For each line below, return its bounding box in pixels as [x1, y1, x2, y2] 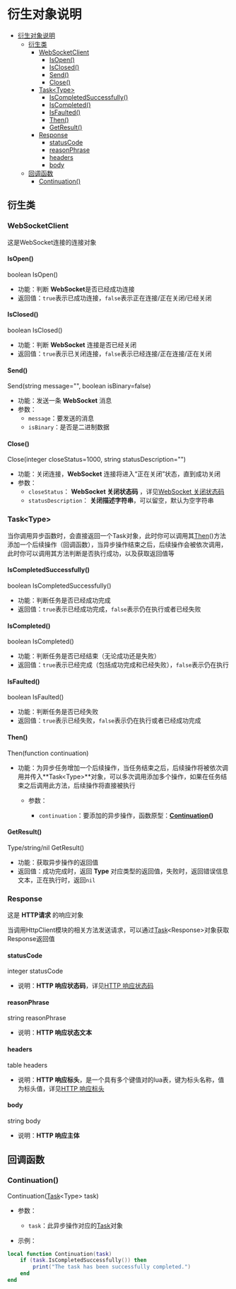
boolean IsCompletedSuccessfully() [7, 581, 112, 590]
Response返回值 [7, 935, 55, 943]
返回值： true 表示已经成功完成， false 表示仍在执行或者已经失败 [17, 605, 201, 613]
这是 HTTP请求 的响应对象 [7, 911, 84, 919]
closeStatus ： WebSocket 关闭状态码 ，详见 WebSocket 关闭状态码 [28, 487, 225, 496]
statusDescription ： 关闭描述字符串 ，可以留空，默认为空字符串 [28, 496, 214, 505]
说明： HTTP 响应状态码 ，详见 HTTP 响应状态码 [17, 981, 154, 990]
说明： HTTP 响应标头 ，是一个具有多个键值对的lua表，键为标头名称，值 [17, 1075, 225, 1084]
